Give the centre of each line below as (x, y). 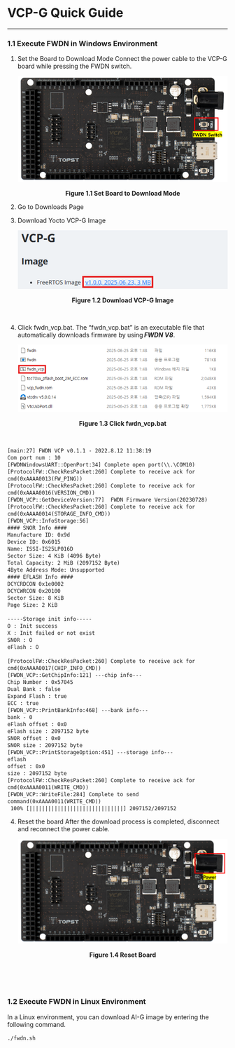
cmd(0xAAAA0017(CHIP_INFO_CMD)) (54, 668)
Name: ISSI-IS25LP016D (40, 549)
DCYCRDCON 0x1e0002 (36, 584)
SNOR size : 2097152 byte (45, 745)
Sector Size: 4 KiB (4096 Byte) (54, 556)
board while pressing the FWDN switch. (74, 66)
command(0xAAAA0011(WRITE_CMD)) (54, 801)
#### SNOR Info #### (37, 528)
